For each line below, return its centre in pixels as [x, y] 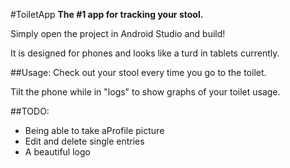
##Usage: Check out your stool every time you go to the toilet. [138, 72]
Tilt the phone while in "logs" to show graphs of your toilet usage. [145, 92]
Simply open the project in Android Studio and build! [118, 33]
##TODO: [30, 111]
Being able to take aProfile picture [94, 130]
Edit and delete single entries [84, 141]
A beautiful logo [57, 152]
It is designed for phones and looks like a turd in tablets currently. [145, 53]
